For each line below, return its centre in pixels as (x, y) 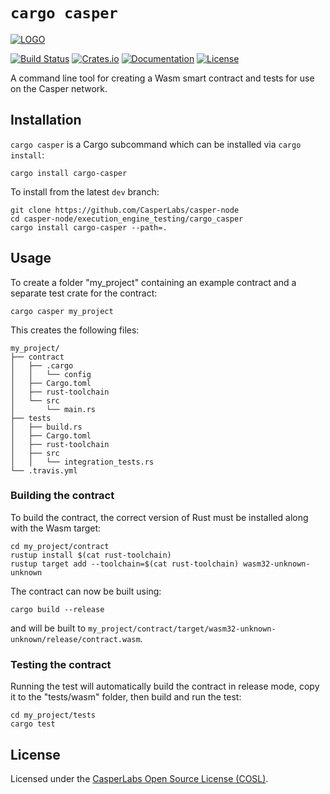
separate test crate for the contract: (84, 293)
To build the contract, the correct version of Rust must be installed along (159, 517)
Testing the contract (61, 664)
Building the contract (62, 496)
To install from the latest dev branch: (85, 191)
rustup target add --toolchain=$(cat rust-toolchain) (125, 564)
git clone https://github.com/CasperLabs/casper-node (125, 210)
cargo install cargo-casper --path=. (89, 227)
